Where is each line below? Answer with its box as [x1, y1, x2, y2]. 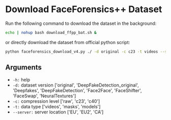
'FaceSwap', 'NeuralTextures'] [12, 93, 76, 99]
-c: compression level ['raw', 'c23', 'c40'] [12, 98, 100, 104]
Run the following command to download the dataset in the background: [5, 20, 157, 26]
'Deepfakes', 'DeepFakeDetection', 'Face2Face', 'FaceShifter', [12, 87, 142, 93]
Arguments [5, 63, 42, 72]
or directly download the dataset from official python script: [5, 39, 130, 45]
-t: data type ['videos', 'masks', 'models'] [12, 103, 101, 109]
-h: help [12, 76, 31, 83]
